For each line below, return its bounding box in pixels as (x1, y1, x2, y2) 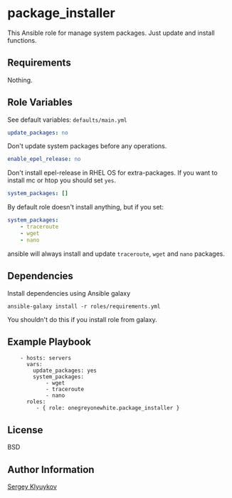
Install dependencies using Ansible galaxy (7, 289, 131, 297)
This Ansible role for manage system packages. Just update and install (7, 28, 215, 37)
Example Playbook (7, 336, 91, 348)
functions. (7, 36, 37, 44)
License (7, 424, 43, 436)
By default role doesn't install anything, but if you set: (7, 203, 164, 212)
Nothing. (7, 76, 33, 84)
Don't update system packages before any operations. (7, 142, 167, 150)
